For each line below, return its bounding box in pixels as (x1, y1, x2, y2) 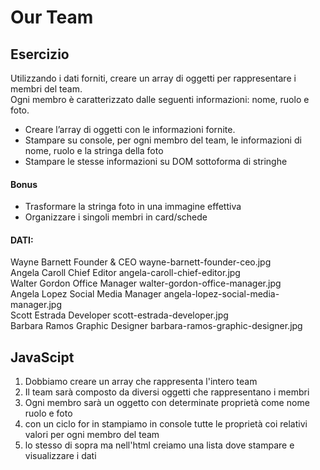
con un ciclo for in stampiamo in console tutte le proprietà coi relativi (24, 418, 308, 430)
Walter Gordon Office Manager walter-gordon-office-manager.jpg (10, 277, 282, 290)
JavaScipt (10, 349, 75, 366)
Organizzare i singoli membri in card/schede (24, 211, 208, 223)
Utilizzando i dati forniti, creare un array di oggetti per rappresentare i (10, 72, 297, 84)
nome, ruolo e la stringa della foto (24, 145, 164, 156)
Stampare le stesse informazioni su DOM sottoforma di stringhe (24, 156, 288, 167)
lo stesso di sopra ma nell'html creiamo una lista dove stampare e (24, 439, 295, 451)
